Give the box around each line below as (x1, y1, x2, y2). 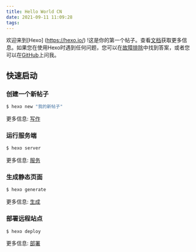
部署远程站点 (6, 215, 43, 223)
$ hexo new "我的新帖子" (6, 104, 63, 110)
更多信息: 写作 (6, 115, 40, 122)
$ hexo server (6, 145, 41, 151)
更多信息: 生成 (6, 198, 40, 205)
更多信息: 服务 (6, 157, 40, 164)
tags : (6, 20, 20, 25)
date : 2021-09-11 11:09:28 (6, 14, 73, 20)
